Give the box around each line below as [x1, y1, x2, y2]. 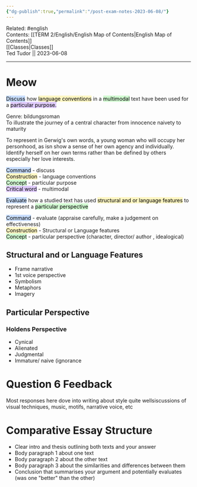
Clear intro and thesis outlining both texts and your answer [14, 443, 157, 450]
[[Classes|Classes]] [6, 43, 54, 50]
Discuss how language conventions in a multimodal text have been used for [6, 95, 189, 102]
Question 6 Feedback [6, 378, 113, 391]
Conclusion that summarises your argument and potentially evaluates [14, 468, 182, 475]
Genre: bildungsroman [6, 113, 60, 120]
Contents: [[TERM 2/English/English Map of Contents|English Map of [6, 31, 172, 38]
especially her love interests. [6, 155, 75, 162]
